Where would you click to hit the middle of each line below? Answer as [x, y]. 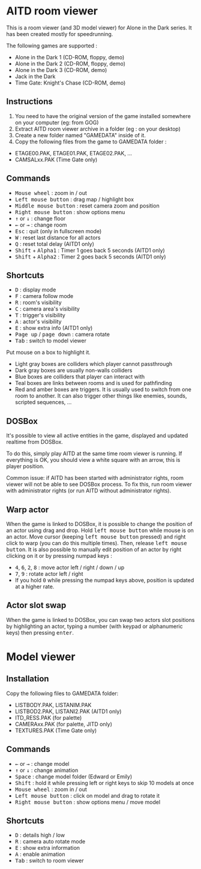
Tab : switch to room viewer [49, 861]
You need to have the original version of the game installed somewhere [103, 116]
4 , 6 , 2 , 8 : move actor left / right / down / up [70, 567]
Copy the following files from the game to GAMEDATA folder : [91, 142]
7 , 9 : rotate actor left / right [49, 574]
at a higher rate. [34, 587]
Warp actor [28, 509]
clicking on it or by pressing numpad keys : [59, 556]
